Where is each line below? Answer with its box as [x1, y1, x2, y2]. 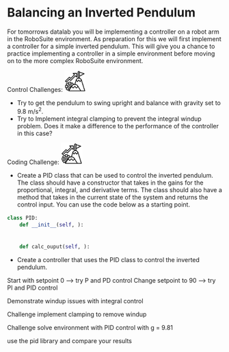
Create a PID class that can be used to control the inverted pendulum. [16, 171, 214, 179]
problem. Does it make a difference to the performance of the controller [16, 121, 219, 130]
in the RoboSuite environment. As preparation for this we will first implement [7, 34, 222, 43]
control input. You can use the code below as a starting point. [16, 200, 190, 209]
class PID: [7, 214, 38, 221]
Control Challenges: [7, 85, 63, 93]
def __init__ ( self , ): [19, 222, 84, 228]
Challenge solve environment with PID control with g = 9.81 [7, 323, 173, 331]
